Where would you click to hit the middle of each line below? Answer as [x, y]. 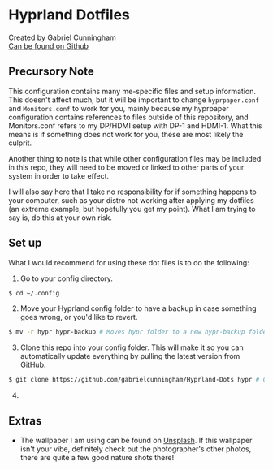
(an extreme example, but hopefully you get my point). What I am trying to [132, 209]
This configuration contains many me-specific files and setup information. [132, 91]
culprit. [20, 143]
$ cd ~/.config [34, 293]
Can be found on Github [49, 45]
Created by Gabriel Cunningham [62, 37]
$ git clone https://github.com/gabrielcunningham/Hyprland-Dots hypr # [134, 380]
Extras [25, 421]
